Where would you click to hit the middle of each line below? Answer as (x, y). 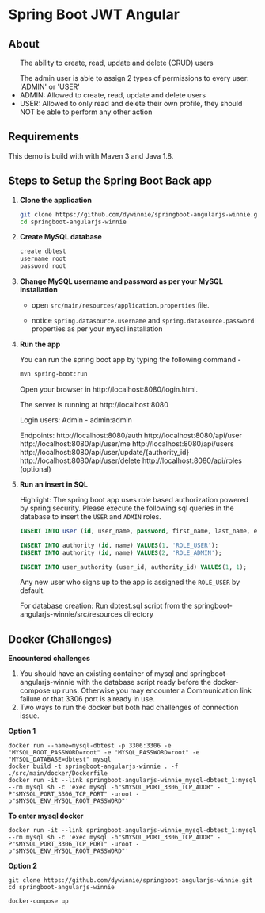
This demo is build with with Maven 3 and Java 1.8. (91, 155)
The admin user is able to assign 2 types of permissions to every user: (134, 78)
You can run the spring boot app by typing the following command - (130, 359)
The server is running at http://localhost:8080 (94, 404)
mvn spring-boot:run (53, 374)
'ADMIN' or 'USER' (50, 86)
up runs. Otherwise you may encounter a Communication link (151, 690)
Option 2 (23, 866)
